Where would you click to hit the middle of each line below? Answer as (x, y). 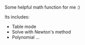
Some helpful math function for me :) (42, 7)
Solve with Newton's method (41, 32)
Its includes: (17, 17)
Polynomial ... (26, 37)
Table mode (24, 26)
